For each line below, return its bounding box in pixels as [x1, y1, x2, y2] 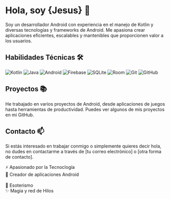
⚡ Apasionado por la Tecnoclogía [5, 164, 75, 170]
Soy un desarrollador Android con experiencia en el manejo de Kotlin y [5, 21, 154, 28]
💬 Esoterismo [5, 182, 33, 188]
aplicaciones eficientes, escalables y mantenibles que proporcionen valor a [5, 32, 164, 38]
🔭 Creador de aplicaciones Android [5, 171, 79, 178]
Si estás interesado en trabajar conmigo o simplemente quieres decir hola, [5, 143, 162, 150]
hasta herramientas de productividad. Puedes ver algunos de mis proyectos [5, 106, 165, 112]
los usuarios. [5, 38, 32, 44]
